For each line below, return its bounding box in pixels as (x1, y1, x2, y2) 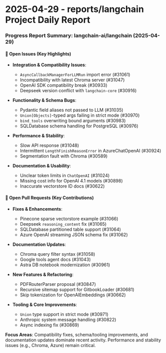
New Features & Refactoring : (12, 271, 74, 277)
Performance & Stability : (12, 133, 65, 139)
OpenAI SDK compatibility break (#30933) (20, 82, 108, 88)
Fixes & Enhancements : (12, 206, 63, 212)
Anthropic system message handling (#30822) (20, 316, 116, 322)
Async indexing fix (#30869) (20, 322, 79, 328)
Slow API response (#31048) (20, 142, 79, 148)
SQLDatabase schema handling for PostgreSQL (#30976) (20, 123, 139, 129)
